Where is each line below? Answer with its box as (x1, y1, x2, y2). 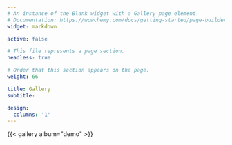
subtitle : (7, 92, 36, 99)
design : (7, 104, 30, 111)
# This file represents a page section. (7, 48, 126, 55)
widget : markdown (7, 23, 57, 30)
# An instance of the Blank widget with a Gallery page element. (7, 10, 199, 17)
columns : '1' (13, 111, 51, 118)
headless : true (7, 55, 51, 61)
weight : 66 (7, 73, 39, 80)
